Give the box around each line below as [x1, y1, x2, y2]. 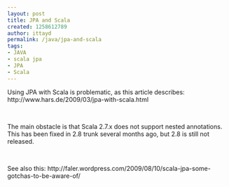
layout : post [7, 10, 46, 17]
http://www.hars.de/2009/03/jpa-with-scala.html [7, 95, 149, 103]
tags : [7, 43, 23, 50]
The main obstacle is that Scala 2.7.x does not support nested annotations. [7, 122, 223, 130]
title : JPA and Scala [7, 17, 71, 24]
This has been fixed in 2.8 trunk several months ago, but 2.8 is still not [7, 130, 210, 138]
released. [7, 137, 34, 145]
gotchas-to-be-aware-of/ [7, 172, 81, 180]
